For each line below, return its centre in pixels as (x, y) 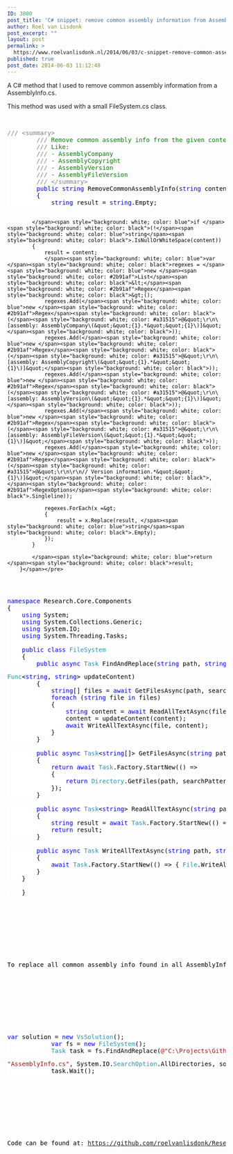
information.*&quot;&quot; (155, 472)
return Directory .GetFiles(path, (122, 781)
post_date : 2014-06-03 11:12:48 (54, 65)
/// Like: (53, 147)
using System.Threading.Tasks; (75, 635)
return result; (77, 830)
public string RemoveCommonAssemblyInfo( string (119, 188)
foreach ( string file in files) (106, 697)
